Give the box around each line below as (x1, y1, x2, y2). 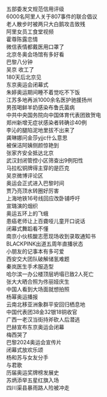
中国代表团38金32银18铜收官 (6, 309, 78, 315)
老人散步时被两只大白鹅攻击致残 (6, 21, 85, 27)
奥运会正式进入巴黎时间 (6, 179, 64, 187)
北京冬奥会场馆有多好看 (6, 51, 64, 58)
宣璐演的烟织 (6, 202, 38, 209)
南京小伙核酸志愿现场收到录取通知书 (6, 233, 96, 239)
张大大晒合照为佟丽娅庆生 (6, 278, 70, 285)
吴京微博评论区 (6, 172, 43, 179)
